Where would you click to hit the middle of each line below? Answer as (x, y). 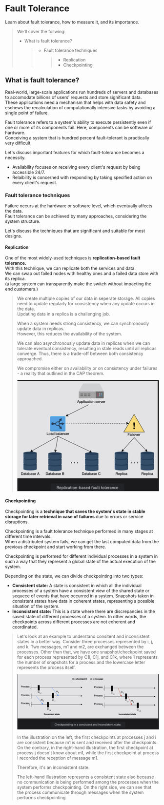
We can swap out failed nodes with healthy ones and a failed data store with (82, 274)
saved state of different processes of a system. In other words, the (79, 617)
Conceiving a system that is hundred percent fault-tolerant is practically (77, 137)
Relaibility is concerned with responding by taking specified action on (82, 177)
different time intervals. (29, 536)
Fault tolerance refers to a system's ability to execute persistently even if (78, 122)
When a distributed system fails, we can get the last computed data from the (82, 542)
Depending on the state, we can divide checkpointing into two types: (74, 576)
